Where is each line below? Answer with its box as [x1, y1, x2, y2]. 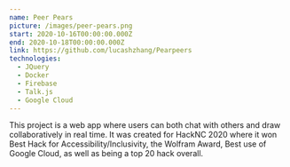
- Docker [17, 71, 50, 80]
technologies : [9, 54, 62, 63]
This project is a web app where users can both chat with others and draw [9, 120, 281, 131]
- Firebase [17, 79, 58, 88]
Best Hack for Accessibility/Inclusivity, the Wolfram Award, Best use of [9, 139, 267, 149]
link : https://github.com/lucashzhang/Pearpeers [9, 46, 192, 55]
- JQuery [17, 63, 50, 72]
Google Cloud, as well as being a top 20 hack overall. [9, 148, 204, 159]
